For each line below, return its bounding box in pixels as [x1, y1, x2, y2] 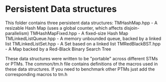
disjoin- [124, 25, 140, 31]
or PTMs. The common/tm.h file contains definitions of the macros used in [5, 61, 158, 67]
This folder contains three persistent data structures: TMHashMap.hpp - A [5, 20, 158, 26]
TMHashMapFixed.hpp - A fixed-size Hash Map [30, 30, 129, 36]
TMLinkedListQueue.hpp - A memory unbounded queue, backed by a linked [5, 36, 162, 41]
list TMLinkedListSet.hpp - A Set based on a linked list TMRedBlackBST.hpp [5, 41, 161, 46]
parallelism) [5, 30, 29, 36]
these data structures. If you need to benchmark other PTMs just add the [5, 66, 155, 72]
